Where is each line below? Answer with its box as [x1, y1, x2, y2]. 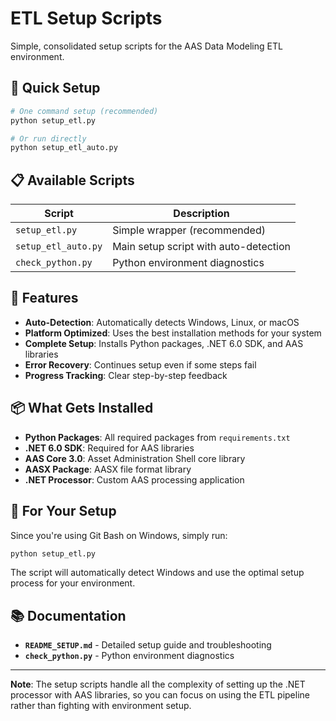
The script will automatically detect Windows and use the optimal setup [10, 567, 305, 579]
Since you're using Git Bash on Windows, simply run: [10, 529, 228, 541]
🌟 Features [10, 290, 79, 307]
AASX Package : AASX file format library [24, 463, 192, 475]
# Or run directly [10, 133, 87, 144]
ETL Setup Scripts [10, 7, 163, 30]
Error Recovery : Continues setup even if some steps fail [24, 358, 257, 371]
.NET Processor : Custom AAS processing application [24, 473, 245, 486]
